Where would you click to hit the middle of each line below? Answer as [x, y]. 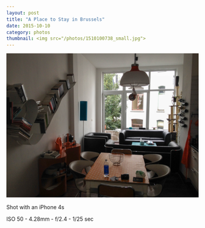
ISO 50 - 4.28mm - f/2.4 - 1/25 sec [50, 219]
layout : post [23, 13]
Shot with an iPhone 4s [35, 207]
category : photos [28, 32]
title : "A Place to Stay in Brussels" [56, 19]
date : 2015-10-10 [28, 26]
